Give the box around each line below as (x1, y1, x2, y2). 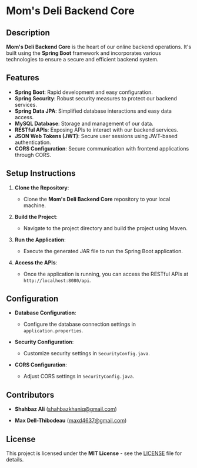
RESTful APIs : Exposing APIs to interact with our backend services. (14, 126, 178, 133)
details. (6, 456, 24, 463)
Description (6, 28, 50, 38)
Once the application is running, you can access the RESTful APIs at (23, 270, 189, 277)
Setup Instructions (6, 168, 76, 178)
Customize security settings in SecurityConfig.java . (23, 350, 150, 357)
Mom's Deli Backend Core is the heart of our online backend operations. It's (6, 43, 192, 50)
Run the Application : (14, 236, 66, 243)
